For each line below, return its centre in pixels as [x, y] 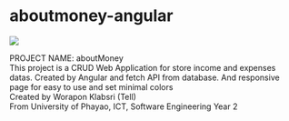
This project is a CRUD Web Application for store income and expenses [143, 67]
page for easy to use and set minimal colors [91, 86]
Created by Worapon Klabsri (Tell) [73, 96]
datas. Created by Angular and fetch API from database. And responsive [144, 77]
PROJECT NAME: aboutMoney [67, 58]
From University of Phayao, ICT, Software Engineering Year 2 [124, 106]
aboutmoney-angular [91, 16]
